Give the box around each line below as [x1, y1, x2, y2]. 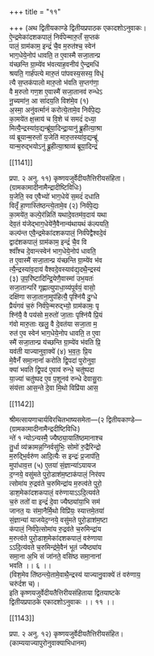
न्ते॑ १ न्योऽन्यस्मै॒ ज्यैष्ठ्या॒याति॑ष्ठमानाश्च [9, 433, 103, 442]
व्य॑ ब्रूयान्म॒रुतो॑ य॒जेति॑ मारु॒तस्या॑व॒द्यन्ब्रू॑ [9, 133, 98, 142]
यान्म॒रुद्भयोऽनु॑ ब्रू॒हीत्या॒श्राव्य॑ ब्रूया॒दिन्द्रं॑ [9, 142, 98, 151]
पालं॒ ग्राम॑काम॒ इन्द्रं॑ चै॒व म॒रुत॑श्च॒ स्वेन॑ [9, 41, 96, 51]
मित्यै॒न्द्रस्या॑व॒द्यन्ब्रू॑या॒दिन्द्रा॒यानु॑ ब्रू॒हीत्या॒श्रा [9, 123, 102, 133]
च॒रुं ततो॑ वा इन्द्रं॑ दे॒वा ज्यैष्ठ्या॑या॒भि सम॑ [9, 497, 100, 506]
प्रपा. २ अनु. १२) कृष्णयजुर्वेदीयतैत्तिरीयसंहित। [9, 629, 124, 638]
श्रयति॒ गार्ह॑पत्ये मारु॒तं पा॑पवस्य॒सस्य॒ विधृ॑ [9, 69, 104, 78]
